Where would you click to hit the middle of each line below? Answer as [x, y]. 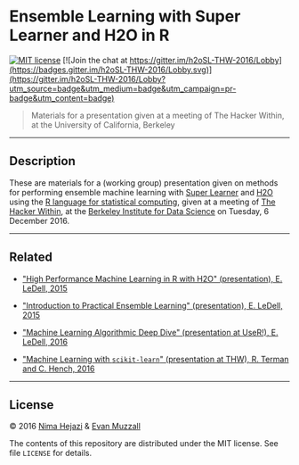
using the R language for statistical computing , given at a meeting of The [142, 202]
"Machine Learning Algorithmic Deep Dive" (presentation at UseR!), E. [150, 332]
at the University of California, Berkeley [103, 125]
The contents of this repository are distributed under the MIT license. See [144, 444]
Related [31, 257]
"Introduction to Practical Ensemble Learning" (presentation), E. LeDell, [152, 305]
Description [42, 161]
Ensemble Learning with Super [125, 17]
